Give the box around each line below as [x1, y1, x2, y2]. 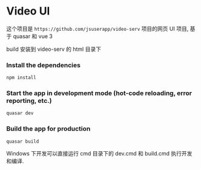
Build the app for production [6, 125, 91, 133]
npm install [6, 74, 36, 81]
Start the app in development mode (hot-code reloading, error [6, 89, 193, 97]
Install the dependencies [6, 60, 81, 69]
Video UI [6, 4, 50, 18]
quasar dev [6, 110, 34, 116]
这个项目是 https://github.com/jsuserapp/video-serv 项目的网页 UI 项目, [6, 25, 189, 32]
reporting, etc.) [6, 97, 52, 105]
